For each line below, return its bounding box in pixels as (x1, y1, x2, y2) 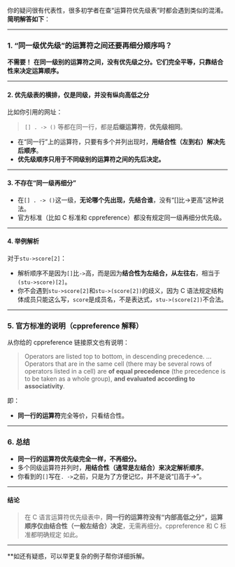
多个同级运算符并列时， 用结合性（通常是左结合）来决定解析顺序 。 (17, 463, 208, 472)
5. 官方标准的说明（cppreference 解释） (7, 321, 143, 331)
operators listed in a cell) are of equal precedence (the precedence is (24, 367, 226, 376)
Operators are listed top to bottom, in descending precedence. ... (24, 353, 212, 361)
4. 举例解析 (7, 237, 40, 245)
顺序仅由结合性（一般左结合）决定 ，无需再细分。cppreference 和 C (24, 521, 219, 530)
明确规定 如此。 (36, 530, 82, 538)
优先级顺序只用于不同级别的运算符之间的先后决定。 (17, 155, 165, 163)
